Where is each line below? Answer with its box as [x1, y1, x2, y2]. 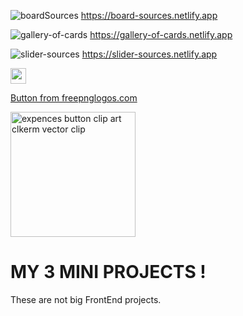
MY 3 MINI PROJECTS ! [10, 261, 207, 284]
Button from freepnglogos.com [10, 92, 138, 104]
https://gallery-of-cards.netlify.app [89, 29, 233, 40]
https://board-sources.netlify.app [80, 10, 218, 21]
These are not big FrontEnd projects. [10, 293, 162, 305]
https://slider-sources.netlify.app [81, 48, 218, 60]
